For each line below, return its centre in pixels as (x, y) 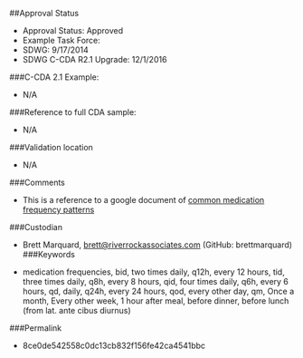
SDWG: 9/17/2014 (55, 50)
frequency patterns (58, 209)
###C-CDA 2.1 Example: (54, 77)
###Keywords (48, 254)
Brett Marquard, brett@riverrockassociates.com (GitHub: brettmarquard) (157, 245)
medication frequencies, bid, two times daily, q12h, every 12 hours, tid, (153, 272)
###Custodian (36, 227)
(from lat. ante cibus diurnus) (76, 310)
